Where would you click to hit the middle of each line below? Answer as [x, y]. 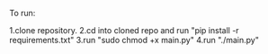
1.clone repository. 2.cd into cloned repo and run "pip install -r [125, 30]
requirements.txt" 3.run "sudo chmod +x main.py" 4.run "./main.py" [134, 40]
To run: [22, 13]
